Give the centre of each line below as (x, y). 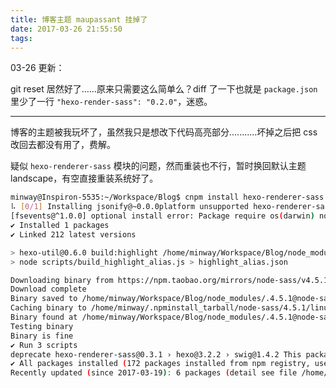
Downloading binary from (62, 280)
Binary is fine (42, 336)
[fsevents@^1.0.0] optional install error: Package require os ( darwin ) (162, 216)
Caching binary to (48, 308)
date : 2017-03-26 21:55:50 (66, 29)
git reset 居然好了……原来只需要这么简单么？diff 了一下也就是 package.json (164, 89)
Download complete (48, 289)
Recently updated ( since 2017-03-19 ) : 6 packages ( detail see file (154, 373)
